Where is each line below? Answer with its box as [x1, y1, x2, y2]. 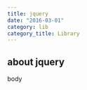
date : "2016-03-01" [7, 17, 65, 24]
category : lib [7, 23, 49, 30]
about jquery [7, 56, 65, 67]
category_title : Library [7, 30, 80, 37]
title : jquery [7, 10, 49, 18]
